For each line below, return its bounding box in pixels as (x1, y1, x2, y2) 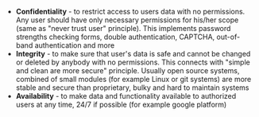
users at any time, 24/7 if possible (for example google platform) (15, 99, 227, 109)
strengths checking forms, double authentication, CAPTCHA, (15, 32, 215, 41)
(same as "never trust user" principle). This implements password (15, 24, 231, 33)
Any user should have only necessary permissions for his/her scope (15, 15, 239, 25)
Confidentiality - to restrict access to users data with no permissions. (15, 7, 245, 16)
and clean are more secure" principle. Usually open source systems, (15, 66, 240, 75)
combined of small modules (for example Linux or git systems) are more (15, 75, 252, 84)
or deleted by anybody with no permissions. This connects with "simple (15, 57, 250, 67)
